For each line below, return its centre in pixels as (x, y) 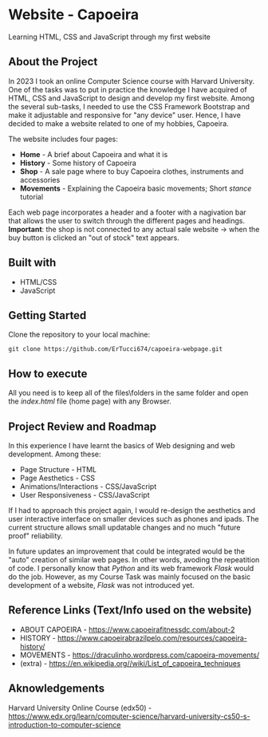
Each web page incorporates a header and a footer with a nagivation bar (127, 212)
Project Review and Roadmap (83, 426)
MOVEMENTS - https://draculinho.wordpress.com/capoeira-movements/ (140, 655)
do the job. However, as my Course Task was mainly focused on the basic (130, 577)
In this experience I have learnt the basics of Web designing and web (122, 445)
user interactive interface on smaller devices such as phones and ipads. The (134, 519)
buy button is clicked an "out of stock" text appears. (94, 238)
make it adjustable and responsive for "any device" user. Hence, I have (124, 115)
